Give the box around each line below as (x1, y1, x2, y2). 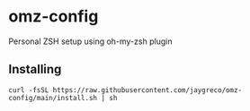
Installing (8, 62, 62, 77)
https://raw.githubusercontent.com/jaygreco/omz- (52, 85, 243, 95)
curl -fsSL (8, 85, 49, 95)
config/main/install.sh (8, 93, 98, 102)
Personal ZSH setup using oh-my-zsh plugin (8, 36, 173, 47)
